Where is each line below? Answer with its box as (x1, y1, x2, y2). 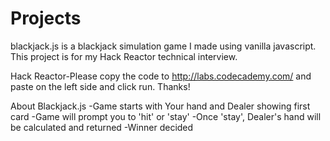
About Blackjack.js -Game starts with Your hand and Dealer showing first (10, 100, 311, 112)
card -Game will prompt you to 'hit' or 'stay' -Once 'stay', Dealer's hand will (10, 110, 322, 122)
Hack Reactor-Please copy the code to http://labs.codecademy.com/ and (10, 70, 312, 82)
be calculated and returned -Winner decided (10, 121, 194, 133)
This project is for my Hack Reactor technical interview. (10, 50, 238, 62)
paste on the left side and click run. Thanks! (10, 80, 191, 92)
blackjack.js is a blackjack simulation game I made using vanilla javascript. (10, 40, 317, 52)
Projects (10, 7, 82, 30)
